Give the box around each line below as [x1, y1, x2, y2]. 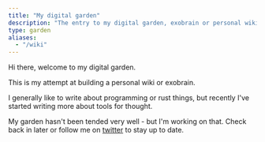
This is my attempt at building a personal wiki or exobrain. [8, 78, 196, 88]
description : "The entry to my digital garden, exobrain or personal [8, 19, 242, 27]
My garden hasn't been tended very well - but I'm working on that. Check [8, 117, 247, 126]
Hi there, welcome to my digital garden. [8, 62, 136, 72]
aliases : [8, 33, 37, 42]
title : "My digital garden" [8, 11, 101, 20]
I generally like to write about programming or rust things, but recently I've [8, 93, 250, 103]
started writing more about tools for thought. [8, 102, 153, 111]
